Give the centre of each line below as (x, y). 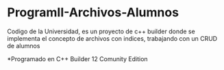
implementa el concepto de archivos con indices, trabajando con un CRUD (112, 38)
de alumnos (24, 46)
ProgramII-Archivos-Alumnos (93, 13)
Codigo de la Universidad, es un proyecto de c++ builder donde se (101, 31)
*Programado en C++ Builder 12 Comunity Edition (78, 58)
